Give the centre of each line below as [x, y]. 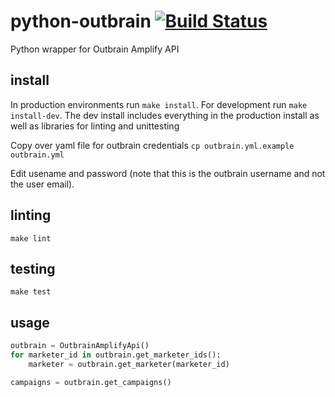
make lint [31, 238]
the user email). [42, 184]
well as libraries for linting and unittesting [95, 126]
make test [31, 292]
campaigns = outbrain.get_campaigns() [91, 382]
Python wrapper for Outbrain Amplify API [95, 49]
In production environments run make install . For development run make [159, 104]
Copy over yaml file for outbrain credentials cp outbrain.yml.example [152, 145]
